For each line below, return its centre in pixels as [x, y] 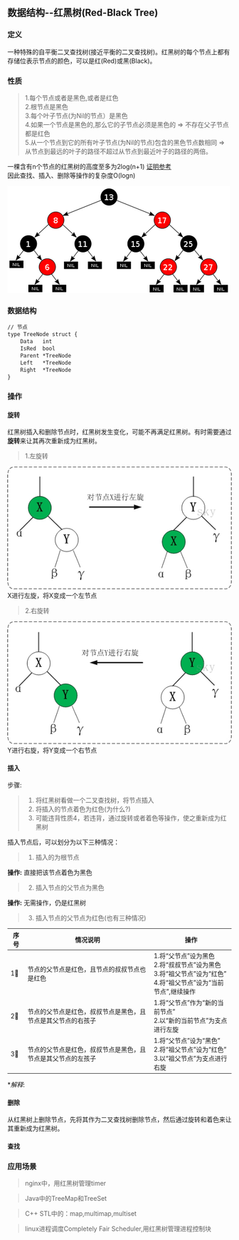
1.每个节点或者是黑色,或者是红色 [71, 98]
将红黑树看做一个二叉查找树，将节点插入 [95, 801]
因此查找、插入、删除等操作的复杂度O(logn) [71, 175]
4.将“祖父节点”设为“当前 [188, 982]
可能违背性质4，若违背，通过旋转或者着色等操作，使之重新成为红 [131, 818]
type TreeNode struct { [43, 335]
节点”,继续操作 [174, 991]
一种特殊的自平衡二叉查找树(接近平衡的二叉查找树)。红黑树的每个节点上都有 [119, 51]
